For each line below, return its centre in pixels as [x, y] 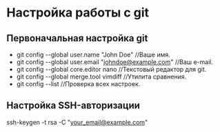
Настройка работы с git [78, 13]
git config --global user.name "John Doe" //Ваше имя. [93, 54]
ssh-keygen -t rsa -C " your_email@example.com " [77, 122]
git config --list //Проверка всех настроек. [78, 84]
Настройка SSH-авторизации [73, 106]
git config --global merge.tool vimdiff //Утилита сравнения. [101, 76]
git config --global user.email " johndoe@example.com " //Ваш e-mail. [114, 62]
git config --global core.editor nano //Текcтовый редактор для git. [111, 69]
